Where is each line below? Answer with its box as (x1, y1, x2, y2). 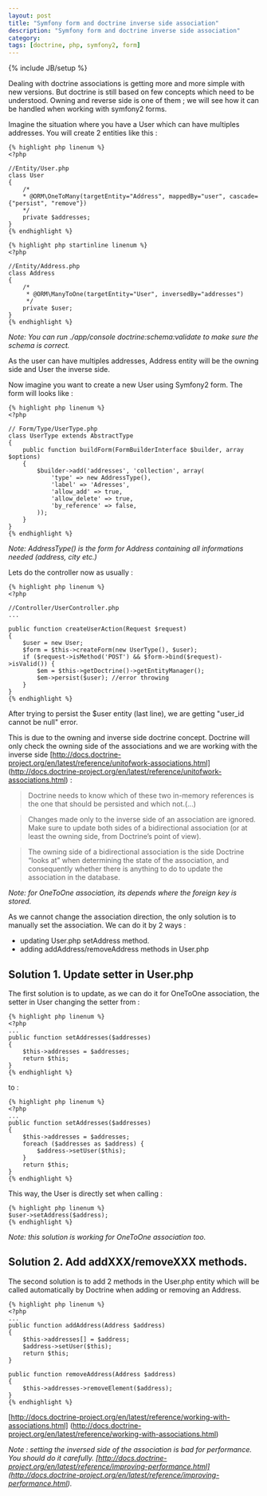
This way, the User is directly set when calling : (8, 1189, 163, 1198)
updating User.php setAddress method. (19, 936, 150, 946)
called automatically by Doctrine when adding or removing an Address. (8, 1284, 241, 1294)
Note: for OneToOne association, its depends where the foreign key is (8, 888, 238, 898)
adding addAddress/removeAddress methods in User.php (19, 944, 210, 954)
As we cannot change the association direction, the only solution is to (8, 912, 237, 922)
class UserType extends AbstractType (8, 432, 134, 440)
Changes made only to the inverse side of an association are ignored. (27, 815, 257, 825)
